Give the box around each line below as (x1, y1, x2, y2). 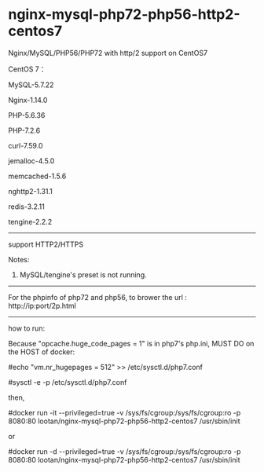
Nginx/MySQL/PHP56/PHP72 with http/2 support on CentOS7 (8, 48, 208, 57)
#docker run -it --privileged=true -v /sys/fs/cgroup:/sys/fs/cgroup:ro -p (8, 408, 241, 417)
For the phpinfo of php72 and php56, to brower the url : (8, 292, 187, 302)
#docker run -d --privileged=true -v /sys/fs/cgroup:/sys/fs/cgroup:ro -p (8, 446, 241, 456)
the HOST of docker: (8, 347, 75, 357)
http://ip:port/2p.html (8, 301, 76, 310)
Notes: (8, 254, 30, 264)
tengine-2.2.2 (8, 217, 53, 226)
